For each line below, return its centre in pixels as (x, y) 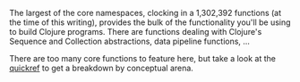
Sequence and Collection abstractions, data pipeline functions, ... (130, 41)
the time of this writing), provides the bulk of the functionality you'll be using (150, 22)
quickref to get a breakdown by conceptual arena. (102, 68)
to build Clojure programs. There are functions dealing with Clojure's (136, 32)
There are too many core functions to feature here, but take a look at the (142, 58)
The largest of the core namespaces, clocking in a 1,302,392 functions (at (146, 13)
